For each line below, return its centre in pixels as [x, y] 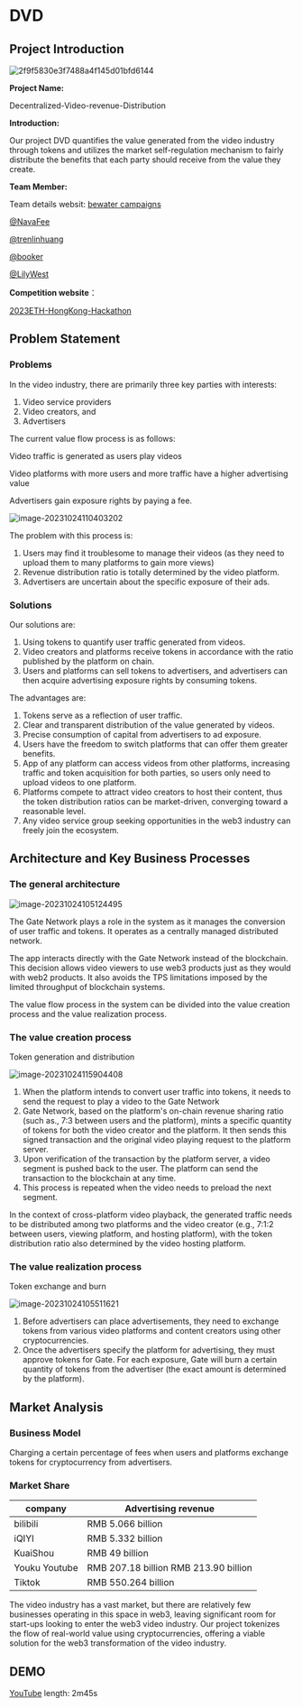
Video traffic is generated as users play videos [96, 455]
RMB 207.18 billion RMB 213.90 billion [169, 1568]
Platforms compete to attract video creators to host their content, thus [152, 792]
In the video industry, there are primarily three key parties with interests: [143, 384]
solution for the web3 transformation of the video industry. [118, 1643]
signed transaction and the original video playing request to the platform [156, 1139]
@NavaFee [30, 221]
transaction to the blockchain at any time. [99, 1178]
